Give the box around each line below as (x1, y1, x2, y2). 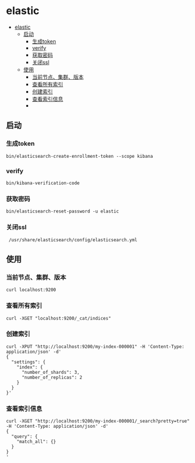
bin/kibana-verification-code (6, 180, 80, 186)
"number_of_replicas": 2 (21, 374, 83, 380)
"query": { (11, 434, 38, 440)
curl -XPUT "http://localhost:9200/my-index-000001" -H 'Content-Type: (6, 343, 184, 350)
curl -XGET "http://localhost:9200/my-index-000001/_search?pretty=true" (6, 418, 190, 424)
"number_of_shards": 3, (21, 369, 80, 375)
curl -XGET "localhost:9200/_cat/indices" (6, 315, 111, 321)
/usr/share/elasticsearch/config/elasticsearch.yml (8, 236, 138, 243)
